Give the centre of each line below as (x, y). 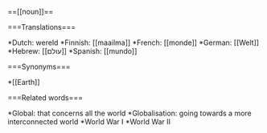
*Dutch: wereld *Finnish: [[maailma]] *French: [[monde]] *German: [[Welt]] (133, 42)
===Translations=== (42, 27)
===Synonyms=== (39, 66)
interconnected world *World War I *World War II (89, 122)
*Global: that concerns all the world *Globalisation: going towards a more (130, 113)
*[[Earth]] (24, 82)
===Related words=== (45, 98)
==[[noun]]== (31, 12)
